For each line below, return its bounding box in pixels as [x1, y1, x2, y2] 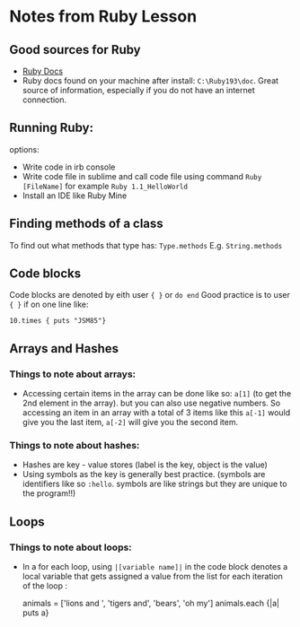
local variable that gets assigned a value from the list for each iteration [22, 571, 283, 582]
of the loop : [22, 580, 67, 591]
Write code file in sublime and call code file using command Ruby [22, 170, 262, 181]
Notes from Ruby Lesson [9, 6, 198, 27]
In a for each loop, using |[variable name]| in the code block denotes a [22, 562, 288, 572]
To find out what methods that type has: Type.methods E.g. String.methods [9, 239, 283, 250]
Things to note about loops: [9, 541, 132, 553]
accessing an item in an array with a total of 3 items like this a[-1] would [22, 407, 291, 418]
